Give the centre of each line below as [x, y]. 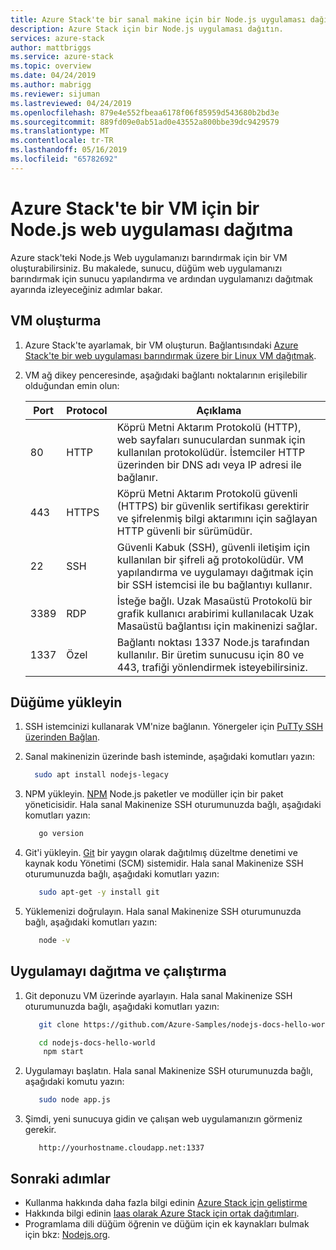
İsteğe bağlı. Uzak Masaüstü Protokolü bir [214, 601]
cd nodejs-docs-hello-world [97, 1042]
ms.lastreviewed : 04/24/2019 [71, 103]
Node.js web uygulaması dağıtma [152, 229]
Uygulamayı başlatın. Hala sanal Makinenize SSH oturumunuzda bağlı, [169, 1071]
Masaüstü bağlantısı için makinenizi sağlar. [217, 626]
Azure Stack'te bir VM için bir [135, 208]
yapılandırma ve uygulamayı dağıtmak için [215, 572]
